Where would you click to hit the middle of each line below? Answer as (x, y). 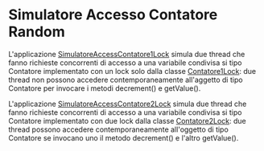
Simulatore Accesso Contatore (113, 15)
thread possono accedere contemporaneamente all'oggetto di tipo (119, 129)
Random (37, 32)
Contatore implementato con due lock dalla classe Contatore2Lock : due (128, 120)
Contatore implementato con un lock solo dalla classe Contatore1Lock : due (132, 71)
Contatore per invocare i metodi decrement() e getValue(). (105, 88)
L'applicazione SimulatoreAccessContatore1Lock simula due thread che (127, 54)
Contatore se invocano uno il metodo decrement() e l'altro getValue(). (124, 137)
